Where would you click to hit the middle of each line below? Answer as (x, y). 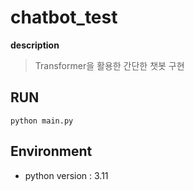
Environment (51, 151)
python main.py (42, 121)
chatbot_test (64, 17)
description (35, 45)
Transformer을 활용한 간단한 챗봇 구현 (109, 65)
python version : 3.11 (66, 175)
